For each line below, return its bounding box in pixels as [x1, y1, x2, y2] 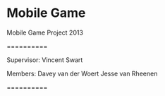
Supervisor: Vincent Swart [6, 55, 83, 64]
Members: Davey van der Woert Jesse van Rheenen [6, 69, 158, 78]
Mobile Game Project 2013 [6, 28, 84, 37]
